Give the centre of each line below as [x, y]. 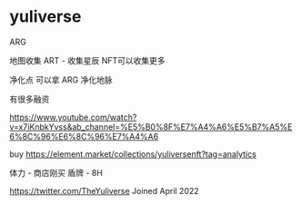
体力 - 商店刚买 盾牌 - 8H [56, 172]
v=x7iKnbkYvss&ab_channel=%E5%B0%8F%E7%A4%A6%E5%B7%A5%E [151, 127]
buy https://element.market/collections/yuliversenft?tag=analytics [133, 154]
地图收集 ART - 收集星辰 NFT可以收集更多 [87, 60]
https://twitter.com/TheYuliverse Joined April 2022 [104, 190]
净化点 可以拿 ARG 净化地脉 [61, 80]
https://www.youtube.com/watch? [73, 117]
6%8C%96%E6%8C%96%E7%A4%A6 [84, 136]
